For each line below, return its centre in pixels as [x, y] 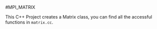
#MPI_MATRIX [20, 7]
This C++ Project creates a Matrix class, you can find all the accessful [79, 17]
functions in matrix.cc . [29, 22]
